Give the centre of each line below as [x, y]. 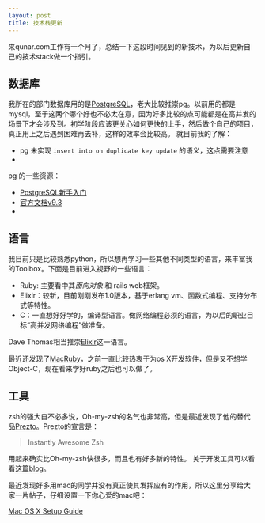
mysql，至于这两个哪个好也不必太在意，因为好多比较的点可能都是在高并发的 [132, 114]
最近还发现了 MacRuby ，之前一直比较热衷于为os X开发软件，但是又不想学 [128, 359]
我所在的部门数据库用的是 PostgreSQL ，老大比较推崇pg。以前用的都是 [122, 104]
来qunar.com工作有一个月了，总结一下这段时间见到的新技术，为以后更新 [126, 46]
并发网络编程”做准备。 [73, 325]
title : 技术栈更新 [36, 23]
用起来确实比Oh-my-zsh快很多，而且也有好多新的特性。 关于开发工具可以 [128, 458]
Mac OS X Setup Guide [45, 510]
